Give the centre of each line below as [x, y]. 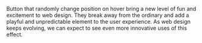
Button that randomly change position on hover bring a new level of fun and [101, 9]
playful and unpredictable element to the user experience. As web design [99, 21]
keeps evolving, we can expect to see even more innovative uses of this [97, 28]
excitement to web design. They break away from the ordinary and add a [98, 15]
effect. [15, 35]
